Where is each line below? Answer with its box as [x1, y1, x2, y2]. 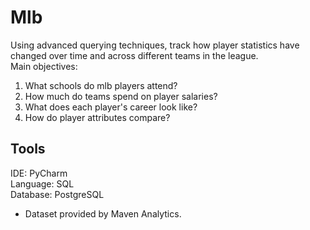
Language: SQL [10, 177, 75, 190]
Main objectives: [10, 60, 78, 72]
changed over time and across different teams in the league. [10, 49, 259, 61]
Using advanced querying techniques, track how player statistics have [10, 39, 300, 51]
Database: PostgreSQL [10, 188, 105, 200]
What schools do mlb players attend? [24, 79, 178, 91]
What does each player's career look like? [24, 101, 198, 113]
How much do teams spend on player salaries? [24, 90, 218, 102]
